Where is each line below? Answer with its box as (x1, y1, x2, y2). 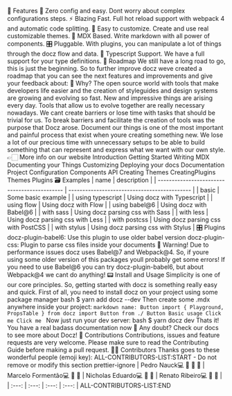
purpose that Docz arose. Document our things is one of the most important (7, 124, 224, 131)
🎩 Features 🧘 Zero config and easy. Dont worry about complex (7, 7, 186, 15)
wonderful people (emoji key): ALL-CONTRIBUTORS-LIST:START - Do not (7, 353, 217, 361)
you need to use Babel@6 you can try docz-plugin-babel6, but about (7, 263, 204, 271)
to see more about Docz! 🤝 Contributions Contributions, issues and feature (7, 331, 220, 339)
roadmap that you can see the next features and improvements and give (7, 72, 213, 80)
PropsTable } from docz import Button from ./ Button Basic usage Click (7, 310, 222, 317)
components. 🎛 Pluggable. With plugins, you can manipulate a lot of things (7, 40, 222, 48)
